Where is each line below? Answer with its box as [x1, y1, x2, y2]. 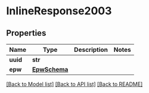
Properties [6, 28, 46, 38]
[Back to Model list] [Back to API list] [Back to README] [6, 80, 143, 88]
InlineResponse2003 [6, 4, 112, 18]
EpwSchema [32, 66, 69, 73]
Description [74, 46, 108, 54]
